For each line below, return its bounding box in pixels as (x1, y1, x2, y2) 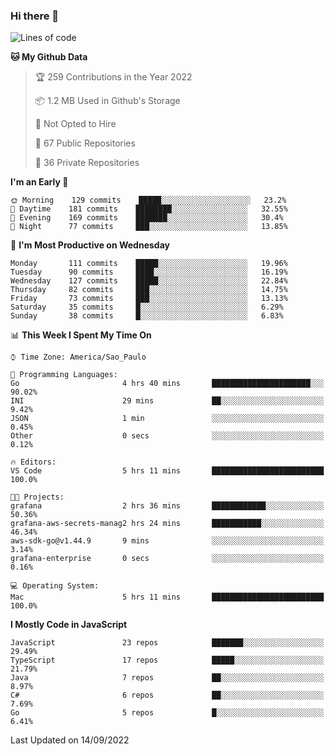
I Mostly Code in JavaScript (10, 619, 128, 631)
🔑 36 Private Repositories (34, 157, 140, 169)
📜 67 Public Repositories (34, 137, 136, 149)
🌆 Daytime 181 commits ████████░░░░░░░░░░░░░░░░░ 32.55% (10, 204, 288, 214)
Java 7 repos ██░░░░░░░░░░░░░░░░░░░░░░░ (10, 673, 325, 683)
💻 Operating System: (10, 581, 100, 591)
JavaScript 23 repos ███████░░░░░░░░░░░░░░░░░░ (10, 638, 325, 648)
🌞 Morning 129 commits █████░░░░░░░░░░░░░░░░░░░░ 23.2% (10, 195, 287, 206)
